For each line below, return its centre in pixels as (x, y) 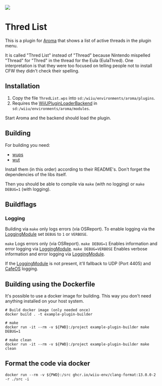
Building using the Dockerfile (50, 284)
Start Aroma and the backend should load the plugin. (58, 118)
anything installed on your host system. (45, 301)
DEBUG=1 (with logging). (28, 189)
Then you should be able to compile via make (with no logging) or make (75, 184)
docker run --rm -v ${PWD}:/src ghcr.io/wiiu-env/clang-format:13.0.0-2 (81, 375)
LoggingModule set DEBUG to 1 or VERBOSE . (46, 234)
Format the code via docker (48, 364)
